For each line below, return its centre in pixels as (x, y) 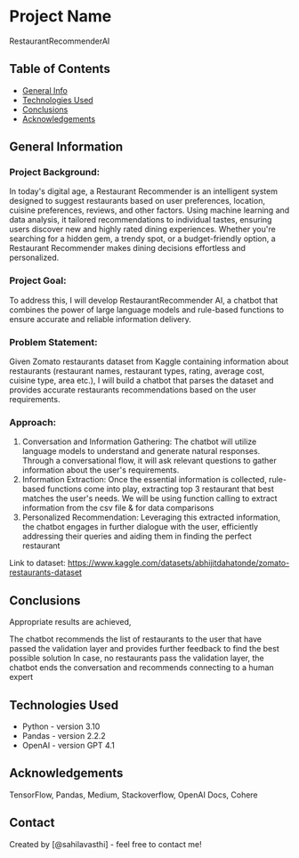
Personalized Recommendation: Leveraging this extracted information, (151, 517)
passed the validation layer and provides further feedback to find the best (144, 649)
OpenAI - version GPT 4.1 (69, 745)
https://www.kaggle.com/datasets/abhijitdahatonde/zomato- (179, 563)
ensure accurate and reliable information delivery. (100, 319)
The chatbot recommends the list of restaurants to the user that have (136, 639)
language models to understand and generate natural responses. (141, 451)
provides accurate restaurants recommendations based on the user (133, 390)
